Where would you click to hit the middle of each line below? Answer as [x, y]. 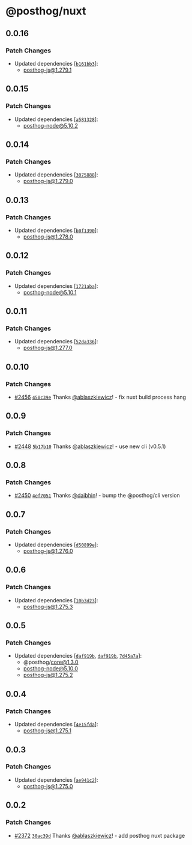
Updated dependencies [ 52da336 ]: [56, 341]
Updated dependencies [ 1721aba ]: [56, 286]
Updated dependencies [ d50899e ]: [56, 545]
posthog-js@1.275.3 [48, 606]
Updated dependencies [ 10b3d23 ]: [56, 600]
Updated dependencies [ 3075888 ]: [56, 175]
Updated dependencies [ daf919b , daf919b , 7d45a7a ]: [78, 656]
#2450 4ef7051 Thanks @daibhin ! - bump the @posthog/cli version [97, 496]
